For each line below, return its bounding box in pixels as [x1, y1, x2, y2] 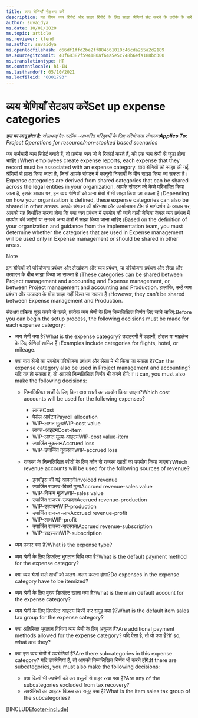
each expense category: [6, 322, 65, 329]
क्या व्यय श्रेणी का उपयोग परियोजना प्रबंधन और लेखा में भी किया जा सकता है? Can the [14, 358, 174, 365]
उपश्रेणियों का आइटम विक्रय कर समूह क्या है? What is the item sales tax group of [23, 688, 190, 695]
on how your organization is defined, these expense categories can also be [6, 196, 189, 204]
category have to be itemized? [14, 578, 88, 585]
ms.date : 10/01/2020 [6, 25, 57, 31]
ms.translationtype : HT [6, 58, 65, 64]
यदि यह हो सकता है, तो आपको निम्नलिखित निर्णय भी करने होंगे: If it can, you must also [14, 371, 186, 378]
